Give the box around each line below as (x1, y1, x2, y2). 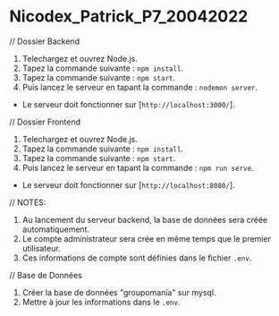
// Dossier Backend (9, 36, 80, 47)
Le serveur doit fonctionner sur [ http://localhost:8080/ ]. (21, 179, 235, 190)
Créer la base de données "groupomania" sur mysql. (21, 286, 216, 297)
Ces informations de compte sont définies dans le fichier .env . (21, 252, 252, 263)
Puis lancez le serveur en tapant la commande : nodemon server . (21, 81, 258, 92)
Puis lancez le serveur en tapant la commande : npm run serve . (21, 162, 254, 173)
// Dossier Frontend (9, 116, 81, 127)
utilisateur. (21, 243, 61, 253)
